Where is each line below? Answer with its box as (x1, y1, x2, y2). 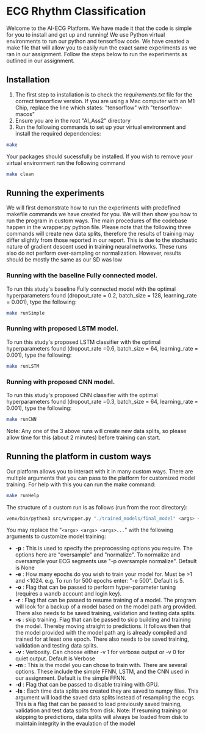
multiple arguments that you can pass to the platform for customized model (6, 474, 196, 481)
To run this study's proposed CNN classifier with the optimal (6, 391, 158, 398)
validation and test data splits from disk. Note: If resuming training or (15, 707, 188, 714)
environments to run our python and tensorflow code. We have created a (6, 37, 189, 45)
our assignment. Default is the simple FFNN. (15, 674, 126, 682)
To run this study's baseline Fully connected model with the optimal (6, 285, 176, 293)
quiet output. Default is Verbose (15, 655, 96, 662)
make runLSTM (6, 363, 40, 369)
